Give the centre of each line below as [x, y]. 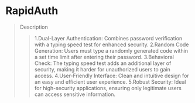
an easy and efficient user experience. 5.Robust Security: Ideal [110, 82]
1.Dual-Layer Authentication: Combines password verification [108, 38]
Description [34, 27]
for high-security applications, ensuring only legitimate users [108, 88]
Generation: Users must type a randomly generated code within [111, 50]
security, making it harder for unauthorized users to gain [102, 69]
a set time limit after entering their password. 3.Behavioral [104, 57]
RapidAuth [32, 11]
